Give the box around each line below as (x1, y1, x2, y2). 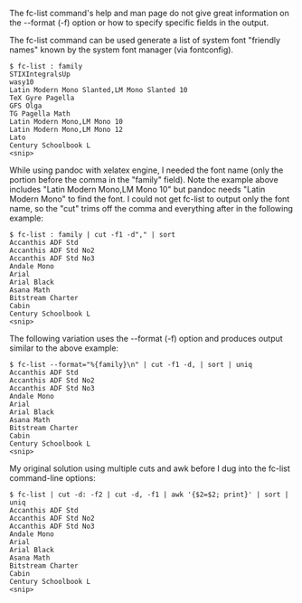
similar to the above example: (9, 343, 119, 353)
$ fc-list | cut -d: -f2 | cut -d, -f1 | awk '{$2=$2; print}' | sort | (9, 490, 289, 499)
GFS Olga (9, 101, 42, 110)
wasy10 (9, 78, 34, 87)
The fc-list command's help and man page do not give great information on (9, 8, 289, 18)
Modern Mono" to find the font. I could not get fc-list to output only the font (9, 193, 290, 204)
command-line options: (9, 473, 97, 483)
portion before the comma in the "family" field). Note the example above (9, 174, 278, 184)
